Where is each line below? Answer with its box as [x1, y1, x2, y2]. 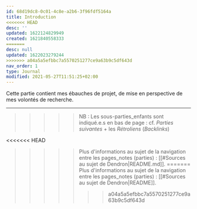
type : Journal [6, 68, 41, 74]
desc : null [6, 47, 33, 53]
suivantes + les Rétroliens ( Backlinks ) [79, 125, 170, 132]
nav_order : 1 [6, 63, 38, 69]
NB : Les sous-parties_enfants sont [79, 113, 164, 120]
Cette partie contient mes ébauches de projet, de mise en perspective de [6, 90, 183, 97]
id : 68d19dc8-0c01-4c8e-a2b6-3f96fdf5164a [6, 8, 111, 15]
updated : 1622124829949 [6, 30, 64, 36]
